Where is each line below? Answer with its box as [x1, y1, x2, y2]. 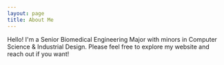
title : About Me [7, 16, 54, 23]
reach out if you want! [7, 49, 70, 58]
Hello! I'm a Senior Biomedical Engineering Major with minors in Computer [7, 35, 217, 43]
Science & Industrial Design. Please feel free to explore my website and [7, 42, 210, 51]
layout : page [7, 10, 45, 17]
